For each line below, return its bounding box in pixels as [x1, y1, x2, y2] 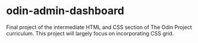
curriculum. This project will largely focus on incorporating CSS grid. [6, 29, 174, 37]
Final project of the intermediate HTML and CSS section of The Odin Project [6, 24, 192, 31]
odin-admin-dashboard [6, 4, 125, 18]
